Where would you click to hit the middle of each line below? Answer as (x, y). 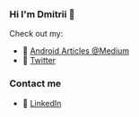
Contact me (35, 84)
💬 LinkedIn (42, 103)
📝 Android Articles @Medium (76, 51)
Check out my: (36, 34)
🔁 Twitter (39, 61)
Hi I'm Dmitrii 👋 (42, 14)
